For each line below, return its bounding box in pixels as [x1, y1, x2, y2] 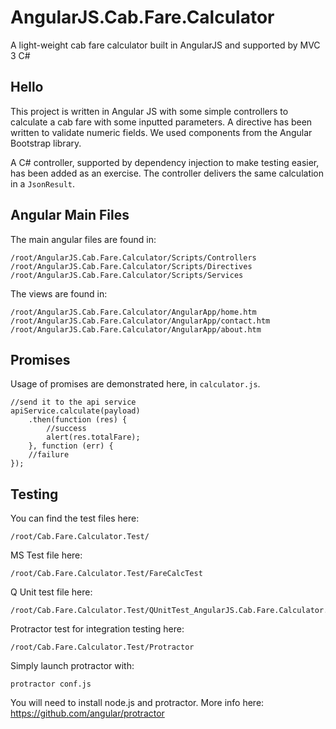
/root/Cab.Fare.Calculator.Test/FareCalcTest [10, 569, 203, 579]
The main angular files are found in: [10, 233, 157, 245]
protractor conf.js [10, 679, 92, 690]
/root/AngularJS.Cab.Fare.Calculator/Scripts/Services [10, 270, 244, 280]
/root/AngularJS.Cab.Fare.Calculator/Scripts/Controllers [10, 252, 257, 263]
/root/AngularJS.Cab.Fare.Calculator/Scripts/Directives [10, 261, 253, 271]
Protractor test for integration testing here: [10, 623, 185, 635]
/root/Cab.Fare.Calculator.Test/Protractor [10, 642, 195, 653]
